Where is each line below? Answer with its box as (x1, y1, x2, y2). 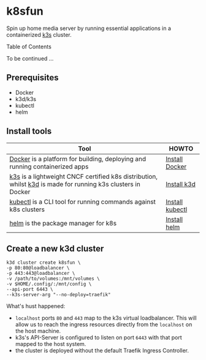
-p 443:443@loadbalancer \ (6, 271, 75, 277)
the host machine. (15, 328, 61, 335)
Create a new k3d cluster (6, 243, 104, 253)
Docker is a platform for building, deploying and (9, 154, 147, 163)
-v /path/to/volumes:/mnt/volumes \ (6, 276, 100, 282)
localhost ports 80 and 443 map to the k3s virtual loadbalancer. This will (15, 314, 197, 322)
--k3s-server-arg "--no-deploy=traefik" (6, 292, 112, 298)
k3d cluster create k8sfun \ (6, 260, 81, 266)
